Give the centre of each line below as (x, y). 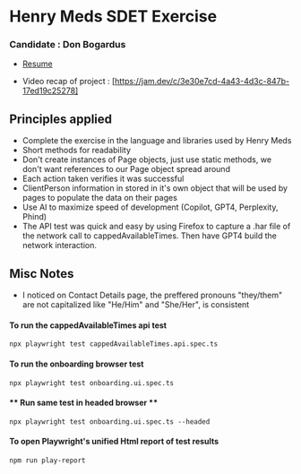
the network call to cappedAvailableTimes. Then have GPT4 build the (150, 236)
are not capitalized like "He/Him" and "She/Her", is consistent (136, 305)
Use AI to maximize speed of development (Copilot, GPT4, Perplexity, (150, 207)
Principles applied (61, 119)
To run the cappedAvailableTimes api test (88, 325)
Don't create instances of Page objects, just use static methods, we (146, 159)
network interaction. (59, 246)
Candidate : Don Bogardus (68, 45)
